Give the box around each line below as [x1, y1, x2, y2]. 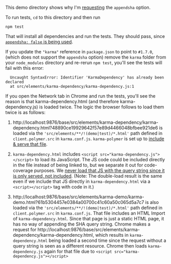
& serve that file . [12, 141, 48, 147]
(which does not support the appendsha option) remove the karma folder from [5, 54, 166, 60]
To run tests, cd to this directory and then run [5, 14, 101, 20]
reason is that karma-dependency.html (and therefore [5, 99, 119, 104]
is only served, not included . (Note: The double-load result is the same [12, 173, 163, 179]
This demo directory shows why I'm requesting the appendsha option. [5, 5, 151, 10]
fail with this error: [5, 65, 44, 71]
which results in [95, 232, 129, 238]
